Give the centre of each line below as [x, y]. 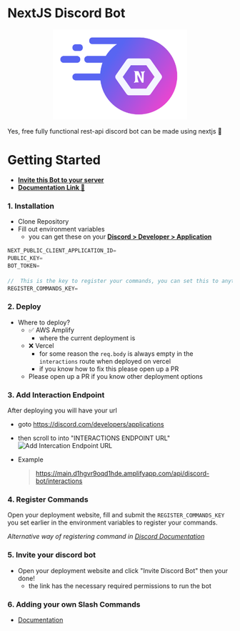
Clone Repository [43, 222]
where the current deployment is [87, 338]
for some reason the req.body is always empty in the [116, 353]
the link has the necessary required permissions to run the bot [120, 586]
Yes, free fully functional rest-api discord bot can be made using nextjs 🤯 [115, 131]
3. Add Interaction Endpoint [56, 394]
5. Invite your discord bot [52, 555]
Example [31, 459]
